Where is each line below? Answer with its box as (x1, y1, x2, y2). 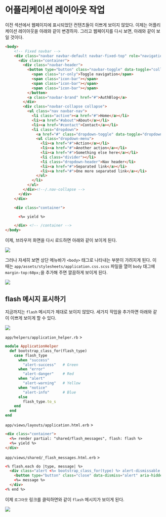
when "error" (18, 367, 45, 372)
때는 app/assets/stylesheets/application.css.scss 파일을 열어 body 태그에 (5, 263, 155, 269)
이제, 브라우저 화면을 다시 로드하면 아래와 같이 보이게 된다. (5, 237, 117, 243)
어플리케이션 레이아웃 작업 (5, 4, 105, 16)
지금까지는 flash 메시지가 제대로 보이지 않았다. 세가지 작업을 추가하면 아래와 (5, 309, 152, 315)
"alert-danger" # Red (23, 371, 74, 377)
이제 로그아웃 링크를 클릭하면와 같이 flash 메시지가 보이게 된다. (5, 496, 124, 502)
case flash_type (14, 353, 48, 358)
